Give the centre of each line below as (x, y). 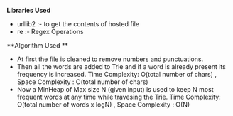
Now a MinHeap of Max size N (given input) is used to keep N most (115, 89)
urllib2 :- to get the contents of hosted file (78, 24)
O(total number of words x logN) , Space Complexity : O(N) (103, 105)
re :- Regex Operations (50, 32)
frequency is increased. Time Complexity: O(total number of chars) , (117, 74)
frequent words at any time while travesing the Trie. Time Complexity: (119, 97)
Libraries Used (29, 10)
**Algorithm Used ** (37, 45)
